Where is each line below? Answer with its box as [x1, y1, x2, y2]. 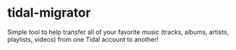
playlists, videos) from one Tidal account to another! [7, 35, 159, 43]
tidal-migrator [7, 5, 92, 21]
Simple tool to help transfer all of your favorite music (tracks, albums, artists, [7, 28, 229, 36]
